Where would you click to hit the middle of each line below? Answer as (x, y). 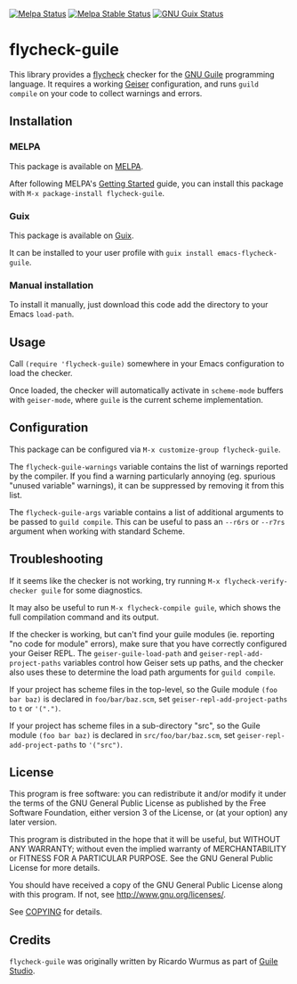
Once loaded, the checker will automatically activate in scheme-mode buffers (146, 390)
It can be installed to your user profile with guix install (112, 252)
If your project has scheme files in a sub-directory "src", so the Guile (135, 726)
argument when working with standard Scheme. (97, 531)
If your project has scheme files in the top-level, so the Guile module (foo (144, 689)
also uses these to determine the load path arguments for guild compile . (142, 672)
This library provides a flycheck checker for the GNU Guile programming (142, 74)
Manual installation (52, 285)
